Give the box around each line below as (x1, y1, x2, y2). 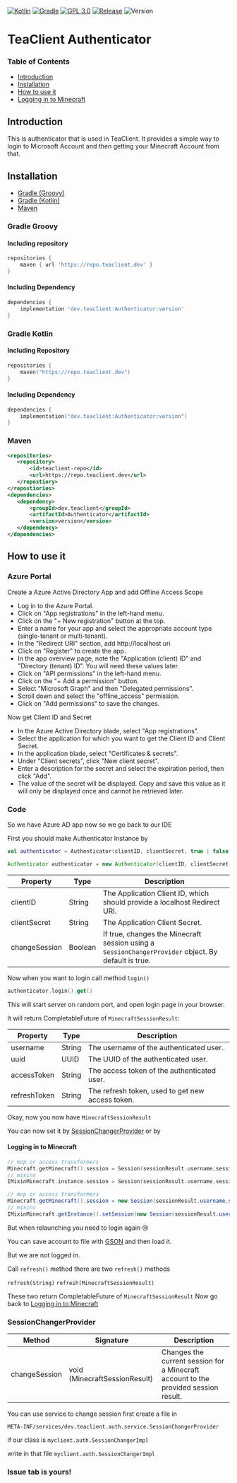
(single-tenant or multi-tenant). (17, 632, 108, 640)
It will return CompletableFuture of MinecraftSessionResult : (7, 1013, 180, 1022)
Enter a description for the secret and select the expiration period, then (17, 764, 224, 772)
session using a (103, 938, 155, 948)
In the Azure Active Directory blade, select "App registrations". (17, 726, 199, 735)
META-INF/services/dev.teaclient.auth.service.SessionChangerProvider (7, 1424, 219, 1431)
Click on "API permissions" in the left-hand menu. (17, 669, 162, 677)
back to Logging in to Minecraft (7, 1299, 99, 1308)
